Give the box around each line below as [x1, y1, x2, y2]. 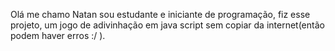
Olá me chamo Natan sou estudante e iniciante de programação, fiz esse [10, 9, 311, 20]
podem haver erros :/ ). [10, 30, 106, 41]
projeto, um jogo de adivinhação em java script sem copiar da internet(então [10, 19, 325, 31]
